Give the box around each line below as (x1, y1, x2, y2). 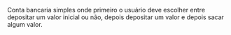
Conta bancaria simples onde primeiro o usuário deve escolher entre (7, 6, 205, 14)
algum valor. (7, 21, 43, 28)
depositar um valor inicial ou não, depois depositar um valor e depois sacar (7, 13, 224, 21)
